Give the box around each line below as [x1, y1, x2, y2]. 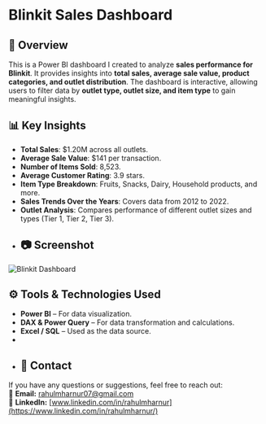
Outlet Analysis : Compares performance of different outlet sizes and [20, 205, 252, 215]
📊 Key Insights [8, 119, 87, 133]
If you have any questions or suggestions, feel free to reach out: [8, 380, 224, 390]
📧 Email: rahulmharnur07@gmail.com [8, 389, 134, 399]
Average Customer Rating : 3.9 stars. [20, 170, 145, 180]
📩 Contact [20, 358, 72, 372]
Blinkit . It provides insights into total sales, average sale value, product [8, 68, 250, 78]
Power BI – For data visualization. [20, 309, 133, 319]
